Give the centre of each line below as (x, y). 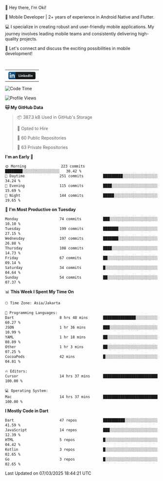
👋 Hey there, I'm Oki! (26, 8)
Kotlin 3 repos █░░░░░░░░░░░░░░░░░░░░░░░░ (81, 450)
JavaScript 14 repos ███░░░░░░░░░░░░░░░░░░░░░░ (81, 430)
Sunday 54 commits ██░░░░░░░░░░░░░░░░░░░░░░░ (81, 278)
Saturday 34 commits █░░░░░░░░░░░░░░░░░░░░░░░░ (81, 268)
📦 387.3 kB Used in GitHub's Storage (54, 117)
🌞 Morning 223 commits (45, 166)
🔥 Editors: (16, 371)
